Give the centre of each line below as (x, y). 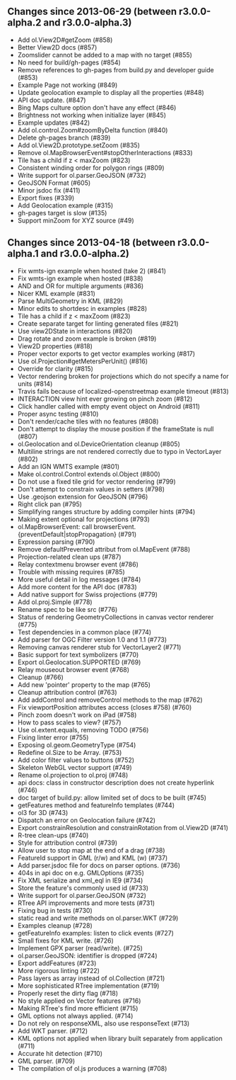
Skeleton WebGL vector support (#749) (75, 767)
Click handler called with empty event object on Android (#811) (108, 406)
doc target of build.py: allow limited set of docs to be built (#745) (112, 797)
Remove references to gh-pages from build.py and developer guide (116, 69)
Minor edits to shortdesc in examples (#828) (82, 308)
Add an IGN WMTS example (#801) (69, 466)
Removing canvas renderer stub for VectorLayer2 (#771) (99, 647)
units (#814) (35, 383)
